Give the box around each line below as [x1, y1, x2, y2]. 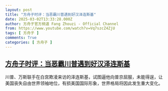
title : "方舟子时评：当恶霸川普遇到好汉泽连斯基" [5, 12, 96, 17]
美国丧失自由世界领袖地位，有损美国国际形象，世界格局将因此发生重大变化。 [5, 80, 163, 86]
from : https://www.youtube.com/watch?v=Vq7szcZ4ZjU [5, 26, 115, 31]
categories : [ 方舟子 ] [5, 40, 52, 45]
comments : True [5, 35, 37, 40]
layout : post [5, 7, 32, 12]
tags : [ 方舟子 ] [5, 30, 39, 35]
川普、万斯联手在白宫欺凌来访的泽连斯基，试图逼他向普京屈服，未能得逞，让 [5, 73, 163, 80]
